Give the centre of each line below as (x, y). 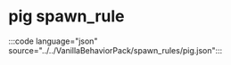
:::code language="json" (53, 41)
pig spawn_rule (67, 16)
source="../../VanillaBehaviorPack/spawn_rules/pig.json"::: (115, 50)
